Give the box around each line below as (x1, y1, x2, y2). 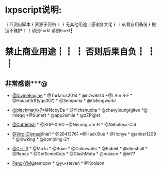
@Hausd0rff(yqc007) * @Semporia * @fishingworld (12, 98, 116, 103)
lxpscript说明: (5, 4, 62, 16)
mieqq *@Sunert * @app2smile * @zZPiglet (12, 112, 100, 118)
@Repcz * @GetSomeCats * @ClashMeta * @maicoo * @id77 (12, 151, 136, 156)
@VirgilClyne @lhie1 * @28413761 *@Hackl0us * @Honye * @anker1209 (12, 131, 156, 137)
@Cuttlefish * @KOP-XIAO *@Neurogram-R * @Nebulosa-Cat (12, 121, 137, 127)
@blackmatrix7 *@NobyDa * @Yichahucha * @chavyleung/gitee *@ (12, 107, 148, 113)
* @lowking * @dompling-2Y (12, 136, 70, 142)
